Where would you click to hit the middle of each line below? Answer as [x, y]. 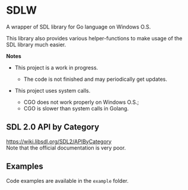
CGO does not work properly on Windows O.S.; [81, 102]
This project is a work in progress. [56, 67]
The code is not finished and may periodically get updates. [95, 79]
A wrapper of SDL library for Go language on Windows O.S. [79, 27]
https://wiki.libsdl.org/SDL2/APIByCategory [59, 141]
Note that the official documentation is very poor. [66, 148]
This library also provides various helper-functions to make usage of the [94, 38]
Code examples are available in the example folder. [67, 180]
